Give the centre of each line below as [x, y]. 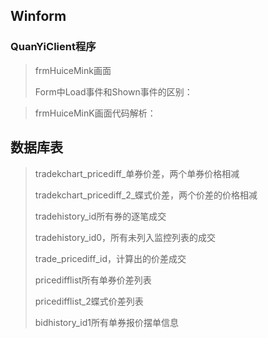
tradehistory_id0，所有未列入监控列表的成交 [125, 237]
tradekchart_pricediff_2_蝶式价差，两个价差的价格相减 [146, 195]
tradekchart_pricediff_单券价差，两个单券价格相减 [137, 173]
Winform [38, 16]
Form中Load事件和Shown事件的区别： [113, 91]
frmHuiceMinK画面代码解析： [95, 113]
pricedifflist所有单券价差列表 [93, 280]
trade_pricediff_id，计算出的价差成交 [110, 258]
